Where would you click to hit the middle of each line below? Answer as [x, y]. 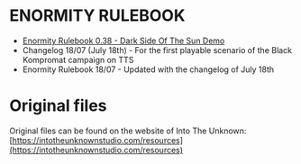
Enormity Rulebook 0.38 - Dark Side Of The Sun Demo [123, 41]
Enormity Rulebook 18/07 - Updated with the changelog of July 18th [148, 69]
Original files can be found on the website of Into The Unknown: [128, 131]
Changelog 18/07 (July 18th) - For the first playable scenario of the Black [157, 50]
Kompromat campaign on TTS [78, 59]
